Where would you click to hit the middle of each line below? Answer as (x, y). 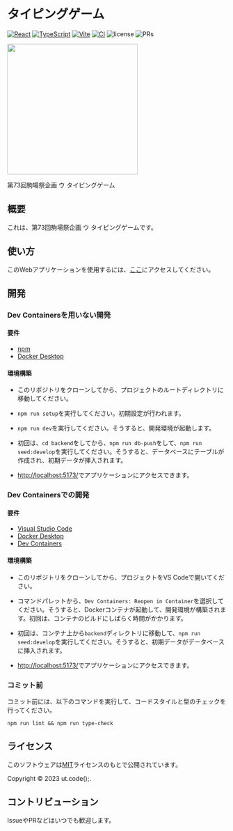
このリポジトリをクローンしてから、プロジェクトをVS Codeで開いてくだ (121, 577)
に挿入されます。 (41, 650)
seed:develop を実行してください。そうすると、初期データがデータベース (121, 642)
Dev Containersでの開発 (48, 495)
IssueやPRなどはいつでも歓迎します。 (61, 820)
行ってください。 (31, 710)
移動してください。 (45, 398)
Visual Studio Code (45, 529)
